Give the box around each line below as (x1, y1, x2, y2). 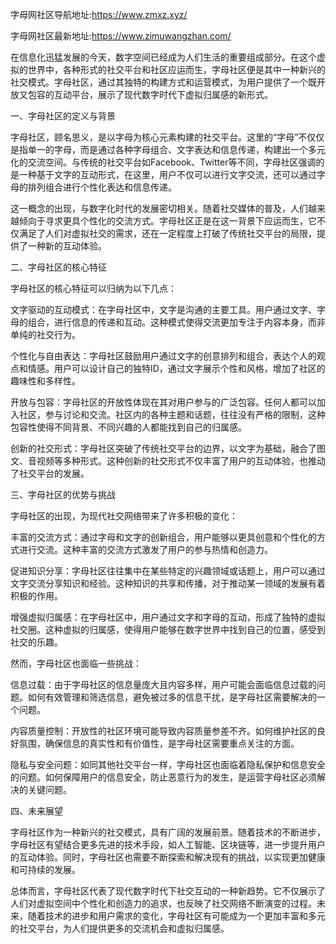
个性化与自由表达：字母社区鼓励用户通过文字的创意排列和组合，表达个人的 (10, 350, 317, 362)
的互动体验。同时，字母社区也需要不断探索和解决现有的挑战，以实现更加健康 (10, 851, 326, 863)
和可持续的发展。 (10, 864, 81, 875)
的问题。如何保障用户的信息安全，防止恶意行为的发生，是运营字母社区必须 (10, 771, 317, 783)
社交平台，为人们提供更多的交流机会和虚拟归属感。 (18, 923, 230, 934)
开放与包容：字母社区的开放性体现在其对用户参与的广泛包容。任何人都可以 (10, 396, 317, 408)
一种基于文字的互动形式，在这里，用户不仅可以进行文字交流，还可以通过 (18, 169, 317, 180)
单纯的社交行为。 (10, 329, 81, 340)
